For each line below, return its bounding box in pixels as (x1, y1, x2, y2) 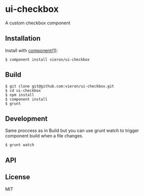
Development (5, 114, 48, 123)
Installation (5, 34, 41, 43)
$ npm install (5, 92, 35, 97)
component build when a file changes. (5, 133, 83, 139)
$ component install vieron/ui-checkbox (5, 57, 90, 62)
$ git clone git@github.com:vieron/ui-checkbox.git (5, 83, 114, 89)
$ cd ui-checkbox (5, 88, 41, 93)
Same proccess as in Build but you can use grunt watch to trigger (5, 128, 139, 133)
